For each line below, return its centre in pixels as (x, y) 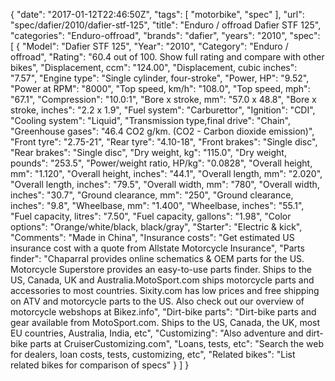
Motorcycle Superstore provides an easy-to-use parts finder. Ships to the (161, 269)
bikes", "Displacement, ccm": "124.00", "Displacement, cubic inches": (154, 67)
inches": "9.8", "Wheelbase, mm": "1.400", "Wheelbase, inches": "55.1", (157, 205)
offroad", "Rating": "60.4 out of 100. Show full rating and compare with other (167, 57)
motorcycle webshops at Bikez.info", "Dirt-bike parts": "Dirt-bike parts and (163, 312)
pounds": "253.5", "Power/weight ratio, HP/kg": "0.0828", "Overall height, (161, 163)
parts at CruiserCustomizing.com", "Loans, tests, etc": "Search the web (176, 343)
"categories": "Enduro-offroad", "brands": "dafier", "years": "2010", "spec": (165, 35)
